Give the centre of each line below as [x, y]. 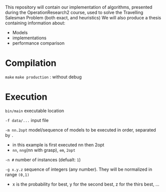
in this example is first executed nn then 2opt [58, 145]
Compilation [31, 63]
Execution [26, 97]
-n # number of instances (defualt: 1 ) [43, 160]
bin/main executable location [35, 111]
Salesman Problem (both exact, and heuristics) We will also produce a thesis [83, 18]
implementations [29, 38]
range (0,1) [17, 174]
